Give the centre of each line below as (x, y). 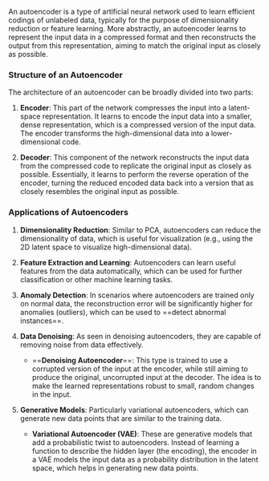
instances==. (42, 321)
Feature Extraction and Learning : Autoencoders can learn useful (128, 262)
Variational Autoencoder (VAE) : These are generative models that (142, 434)
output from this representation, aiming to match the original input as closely (134, 46)
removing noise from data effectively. (82, 345)
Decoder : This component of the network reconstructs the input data (134, 158)
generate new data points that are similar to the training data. (121, 418)
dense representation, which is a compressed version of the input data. (138, 125)
